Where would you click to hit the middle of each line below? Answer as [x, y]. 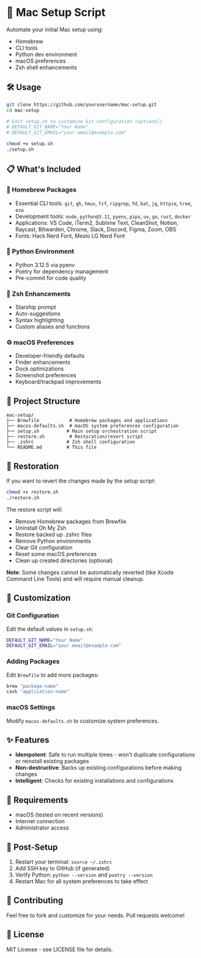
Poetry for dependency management [62, 271]
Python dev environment [46, 54]
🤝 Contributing [35, 901]
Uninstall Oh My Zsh [41, 528]
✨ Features [28, 740]
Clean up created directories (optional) [64, 560]
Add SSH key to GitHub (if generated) [62, 869]
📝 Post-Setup [32, 847]
